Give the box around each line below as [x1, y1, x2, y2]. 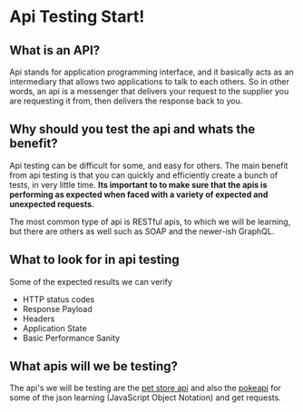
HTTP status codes [22, 293, 95, 305]
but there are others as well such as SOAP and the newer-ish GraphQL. [9, 225, 275, 237]
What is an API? [9, 43, 101, 58]
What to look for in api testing [9, 252, 180, 268]
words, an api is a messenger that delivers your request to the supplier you [9, 86, 289, 96]
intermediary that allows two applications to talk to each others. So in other [9, 76, 290, 87]
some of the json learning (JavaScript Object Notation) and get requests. [9, 392, 281, 403]
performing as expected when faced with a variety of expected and [9, 189, 269, 200]
